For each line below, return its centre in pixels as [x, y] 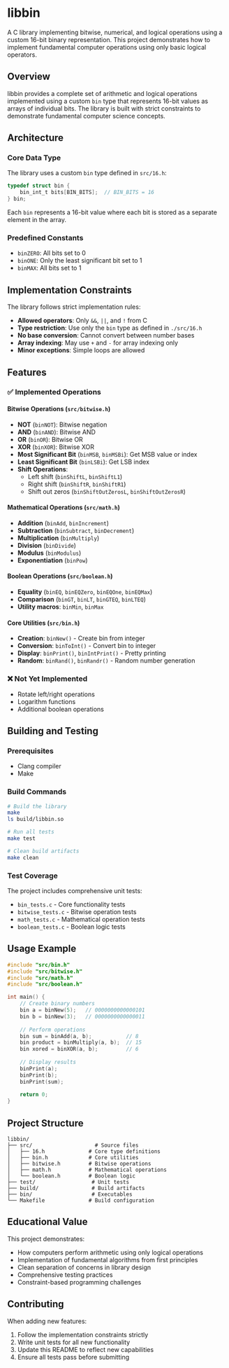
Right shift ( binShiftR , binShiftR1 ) [77, 484]
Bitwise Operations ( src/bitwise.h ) [59, 409]
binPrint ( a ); [39, 1069]
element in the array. [37, 220]
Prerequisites [30, 751]
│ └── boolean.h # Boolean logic [72, 1176]
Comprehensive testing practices [65, 1274]
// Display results [48, 1063]
